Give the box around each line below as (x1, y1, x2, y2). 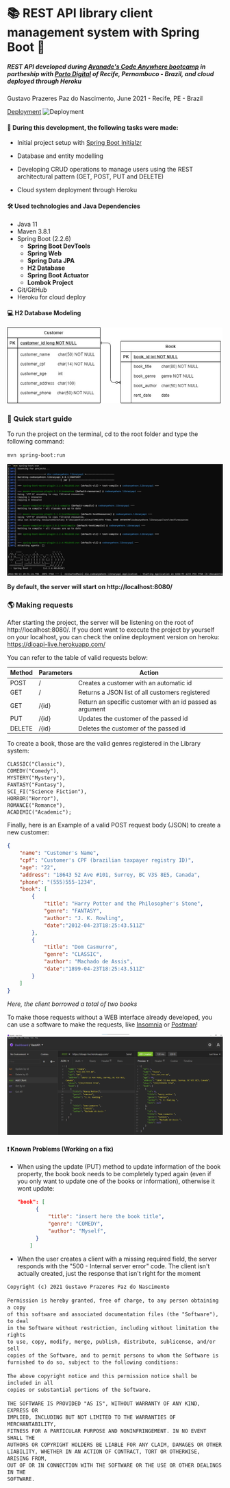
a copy (7, 1304, 26, 1311)
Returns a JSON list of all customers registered (78, 688, 210, 696)
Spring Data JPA (27, 256, 75, 264)
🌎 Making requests (7, 600, 73, 610)
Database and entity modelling (16, 152, 104, 160)
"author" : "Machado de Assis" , (43, 959, 133, 965)
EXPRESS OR (7, 1407, 38, 1414)
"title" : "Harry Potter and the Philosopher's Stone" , (43, 900, 204, 907)
